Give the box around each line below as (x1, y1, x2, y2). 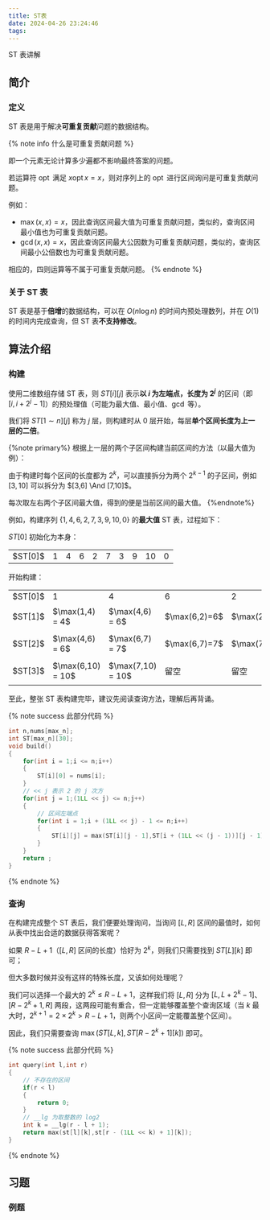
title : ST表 (8, 11, 47, 20)
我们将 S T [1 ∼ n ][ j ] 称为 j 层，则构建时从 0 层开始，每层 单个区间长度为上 (8, 416, 248, 426)
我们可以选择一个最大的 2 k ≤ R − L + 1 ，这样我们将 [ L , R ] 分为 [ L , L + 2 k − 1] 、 (8, 988, 262, 999)
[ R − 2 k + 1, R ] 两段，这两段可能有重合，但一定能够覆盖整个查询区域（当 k (8, 999, 251, 1010)
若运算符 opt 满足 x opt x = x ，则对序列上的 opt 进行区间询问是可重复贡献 (8, 173, 252, 183)
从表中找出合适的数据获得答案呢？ (8, 927, 121, 938)
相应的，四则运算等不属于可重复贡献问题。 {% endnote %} (8, 265, 202, 274)
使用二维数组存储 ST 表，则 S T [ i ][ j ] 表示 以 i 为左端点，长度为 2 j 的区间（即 (8, 387, 253, 398)
